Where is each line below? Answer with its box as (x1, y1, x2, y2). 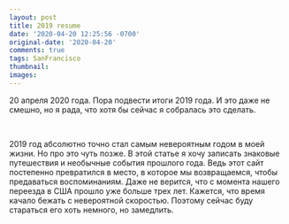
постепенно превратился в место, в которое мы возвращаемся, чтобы (9, 166, 278, 177)
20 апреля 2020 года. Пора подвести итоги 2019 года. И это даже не (9, 95, 270, 105)
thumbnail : (9, 63, 49, 72)
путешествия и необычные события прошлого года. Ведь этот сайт (9, 157, 264, 168)
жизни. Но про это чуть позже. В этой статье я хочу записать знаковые (9, 148, 280, 158)
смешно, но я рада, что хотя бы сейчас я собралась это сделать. (9, 104, 256, 115)
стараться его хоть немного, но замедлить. (9, 205, 174, 215)
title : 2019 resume (9, 21, 81, 30)
